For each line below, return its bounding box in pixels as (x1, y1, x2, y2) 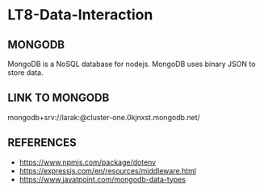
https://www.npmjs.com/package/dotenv (19, 157, 157, 167)
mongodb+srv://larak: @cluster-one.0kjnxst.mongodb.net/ (7, 112, 201, 122)
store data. (7, 68, 44, 77)
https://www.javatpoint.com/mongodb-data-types (19, 174, 186, 184)
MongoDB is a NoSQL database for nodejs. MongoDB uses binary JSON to (7, 59, 256, 69)
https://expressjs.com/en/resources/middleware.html (19, 165, 197, 175)
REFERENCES (7, 136, 78, 150)
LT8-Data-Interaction (7, 6, 153, 24)
